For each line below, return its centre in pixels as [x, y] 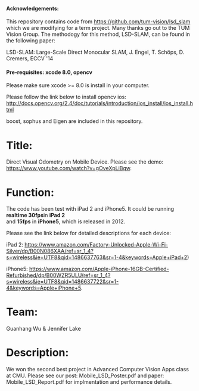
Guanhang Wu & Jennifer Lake [44, 329]
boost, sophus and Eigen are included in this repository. [74, 121]
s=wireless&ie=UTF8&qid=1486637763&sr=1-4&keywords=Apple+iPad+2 [97, 257]
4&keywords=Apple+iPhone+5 [44, 288]
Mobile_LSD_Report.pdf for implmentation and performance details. [89, 382]
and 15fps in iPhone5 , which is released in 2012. [66, 221]
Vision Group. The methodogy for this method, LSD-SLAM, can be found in [98, 34]
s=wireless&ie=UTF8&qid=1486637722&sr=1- [63, 282]
